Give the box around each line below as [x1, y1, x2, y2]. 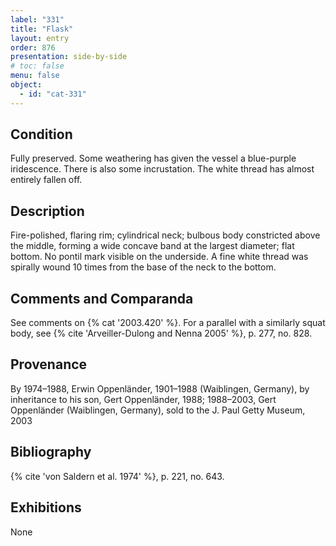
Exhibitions [10, 499, 82, 516]
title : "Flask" [10, 24, 74, 34]
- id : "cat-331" [19, 89, 87, 99]
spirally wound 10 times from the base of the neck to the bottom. [10, 261, 277, 273]
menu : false [10, 71, 60, 81]
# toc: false [10, 61, 65, 71]
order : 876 [10, 42, 56, 53]
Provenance [10, 356, 88, 373]
